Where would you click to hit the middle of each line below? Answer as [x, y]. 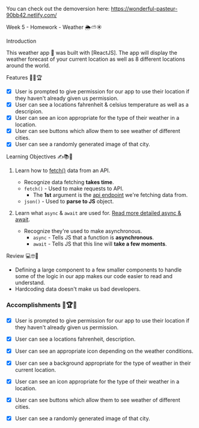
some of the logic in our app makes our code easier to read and [93, 276]
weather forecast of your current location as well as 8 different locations [96, 59]
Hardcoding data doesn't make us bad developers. [78, 289]
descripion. [29, 111]
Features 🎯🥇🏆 [24, 77]
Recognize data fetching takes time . [69, 182]
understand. [30, 283]
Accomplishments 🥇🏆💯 [41, 305]
